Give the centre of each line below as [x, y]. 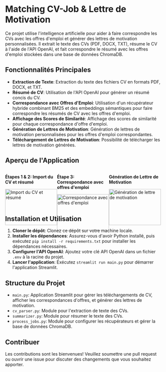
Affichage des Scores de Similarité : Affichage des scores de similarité [84, 118]
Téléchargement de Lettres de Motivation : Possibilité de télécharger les [86, 139]
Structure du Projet [35, 283]
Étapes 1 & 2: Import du [29, 177]
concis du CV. [26, 97]
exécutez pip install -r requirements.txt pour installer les [74, 241]
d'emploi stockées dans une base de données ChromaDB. [64, 54]
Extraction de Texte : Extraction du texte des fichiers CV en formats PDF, [86, 82]
